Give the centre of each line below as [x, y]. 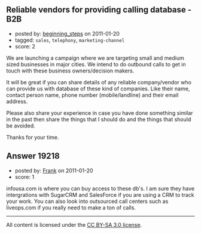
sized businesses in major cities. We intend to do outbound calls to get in [96, 64]
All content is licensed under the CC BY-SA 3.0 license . [74, 224]
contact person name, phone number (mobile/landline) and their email [92, 95]
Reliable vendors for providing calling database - [99, 10]
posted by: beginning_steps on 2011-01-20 [67, 34]
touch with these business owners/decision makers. [70, 71]
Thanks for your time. [33, 137]
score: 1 [25, 177]
